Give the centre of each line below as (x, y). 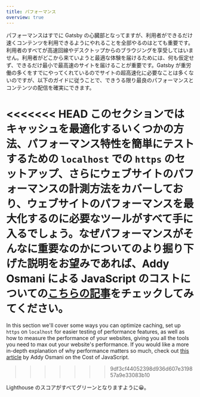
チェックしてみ (157, 293)
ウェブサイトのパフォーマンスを (105, 204)
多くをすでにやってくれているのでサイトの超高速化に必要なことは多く (103, 72)
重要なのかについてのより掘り (111, 248)
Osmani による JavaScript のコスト (93, 278)
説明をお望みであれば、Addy (98, 263)
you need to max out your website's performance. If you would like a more (98, 344)
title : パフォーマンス (31, 12)
